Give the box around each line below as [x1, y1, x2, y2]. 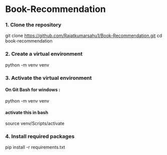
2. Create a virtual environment [5, 50, 83, 57]
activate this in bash [5, 109, 49, 115]
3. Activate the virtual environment [5, 74, 92, 81]
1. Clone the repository [5, 21, 62, 28]
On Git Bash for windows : [5, 86, 61, 93]
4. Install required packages [5, 133, 75, 140]
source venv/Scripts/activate [5, 120, 65, 126]
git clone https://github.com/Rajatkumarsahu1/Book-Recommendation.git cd [5, 32, 162, 38]
